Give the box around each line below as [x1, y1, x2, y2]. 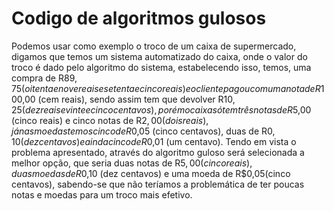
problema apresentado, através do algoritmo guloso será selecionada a [11, 146, 305, 158]
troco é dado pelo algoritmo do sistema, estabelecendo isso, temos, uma [11, 61, 312, 73]
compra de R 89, [11, 72, 78, 84]
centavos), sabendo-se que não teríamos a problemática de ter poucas [11, 178, 305, 190]
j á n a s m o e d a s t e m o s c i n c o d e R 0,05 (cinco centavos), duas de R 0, [11, 125, 276, 137]
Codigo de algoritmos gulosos [11, 7, 267, 30]
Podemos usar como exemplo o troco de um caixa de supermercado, [11, 40, 297, 52]
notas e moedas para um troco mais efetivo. [11, 188, 193, 201]
